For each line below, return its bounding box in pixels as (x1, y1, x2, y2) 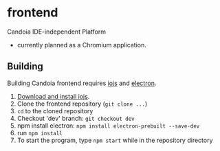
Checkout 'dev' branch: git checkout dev (16, 114, 135, 122)
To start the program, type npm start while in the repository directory (16, 136, 213, 144)
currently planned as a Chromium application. (16, 40, 146, 49)
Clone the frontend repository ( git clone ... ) (16, 100, 148, 108)
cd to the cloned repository (16, 106, 93, 115)
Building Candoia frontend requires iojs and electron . (7, 79, 157, 87)
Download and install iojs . (16, 92, 90, 100)
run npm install (16, 128, 63, 137)
